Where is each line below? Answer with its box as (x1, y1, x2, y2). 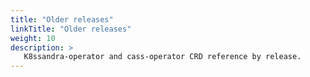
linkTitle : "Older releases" (10, 24, 132, 34)
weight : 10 (10, 33, 56, 43)
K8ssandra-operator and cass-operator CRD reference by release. (23, 52, 302, 62)
